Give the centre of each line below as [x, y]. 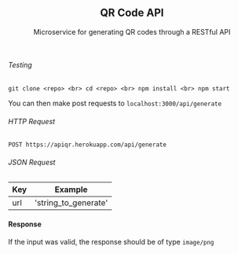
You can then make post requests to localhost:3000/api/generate [115, 103]
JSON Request [32, 162]
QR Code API [132, 13]
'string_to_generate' [71, 203]
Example [71, 190]
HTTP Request [32, 121]
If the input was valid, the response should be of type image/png [111, 241]
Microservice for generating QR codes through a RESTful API [132, 31]
